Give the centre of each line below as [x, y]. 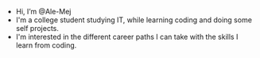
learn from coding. [46, 45]
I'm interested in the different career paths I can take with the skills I [127, 37]
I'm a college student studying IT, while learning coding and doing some [134, 20]
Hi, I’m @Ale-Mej [43, 12]
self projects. [37, 28]
